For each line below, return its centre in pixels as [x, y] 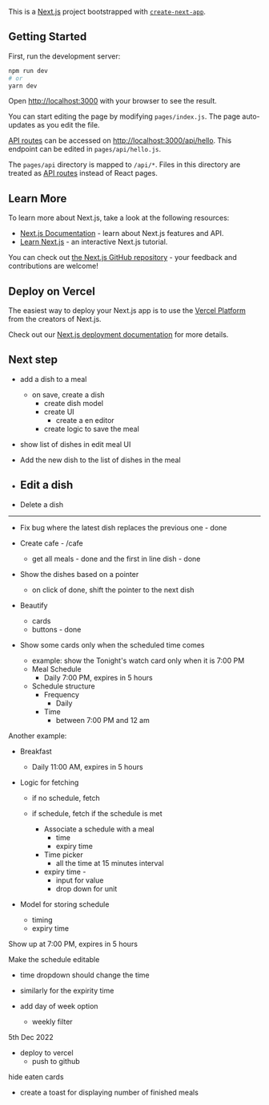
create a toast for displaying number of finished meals [109, 1092]
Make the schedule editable [54, 959]
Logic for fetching [49, 782]
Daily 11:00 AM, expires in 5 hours [87, 766]
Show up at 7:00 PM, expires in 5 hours [73, 944]
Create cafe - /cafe [51, 543]
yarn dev [23, 86]
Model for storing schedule [64, 904]
